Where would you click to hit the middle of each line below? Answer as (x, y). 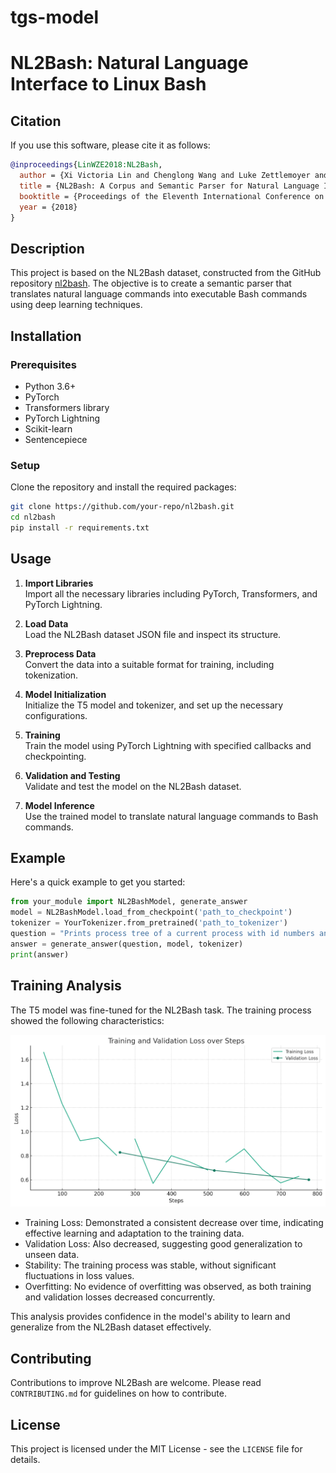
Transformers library (67, 407)
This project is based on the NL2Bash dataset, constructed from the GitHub (166, 273)
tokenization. (51, 675)
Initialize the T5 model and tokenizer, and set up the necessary (154, 705)
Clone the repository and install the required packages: (123, 487)
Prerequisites (43, 364)
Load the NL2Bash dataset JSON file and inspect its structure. (153, 634)
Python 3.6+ (50, 386)
